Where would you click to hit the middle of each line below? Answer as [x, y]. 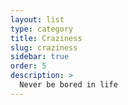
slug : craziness [44, 47]
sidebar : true [40, 57]
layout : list [37, 19]
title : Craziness [46, 38]
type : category [42, 29]
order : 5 [28, 66]
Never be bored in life [68, 85]
